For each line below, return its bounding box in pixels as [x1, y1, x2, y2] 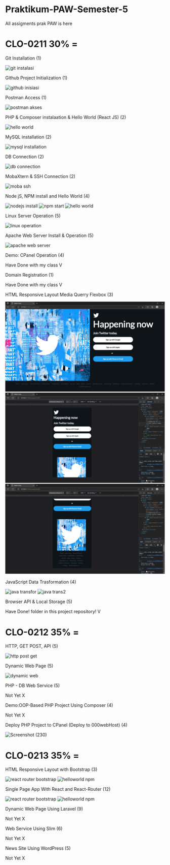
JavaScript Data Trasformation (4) [5, 579, 76, 585]
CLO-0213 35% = [5, 750, 79, 761]
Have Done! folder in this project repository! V [5, 609, 101, 615]
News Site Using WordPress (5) [5, 845, 71, 851]
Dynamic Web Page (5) [5, 663, 54, 669]
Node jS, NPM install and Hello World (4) [5, 193, 90, 199]
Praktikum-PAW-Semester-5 [5, 4, 129, 15]
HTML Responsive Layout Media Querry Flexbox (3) [5, 291, 114, 297]
